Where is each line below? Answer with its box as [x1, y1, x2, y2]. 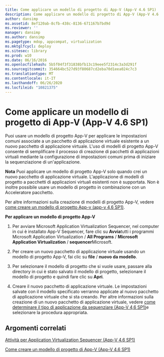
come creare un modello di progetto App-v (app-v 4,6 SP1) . [5, 204, 125, 210]
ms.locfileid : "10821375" [5, 85, 58, 90]
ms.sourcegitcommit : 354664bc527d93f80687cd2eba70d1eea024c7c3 [5, 67, 137, 72]
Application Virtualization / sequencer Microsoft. [12, 239, 113, 245]
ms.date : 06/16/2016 [5, 58, 47, 63]
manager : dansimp [5, 30, 41, 35]
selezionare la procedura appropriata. [12, 310, 88, 316]
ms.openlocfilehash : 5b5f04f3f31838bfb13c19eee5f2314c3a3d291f [5, 62, 137, 67]
